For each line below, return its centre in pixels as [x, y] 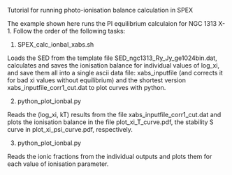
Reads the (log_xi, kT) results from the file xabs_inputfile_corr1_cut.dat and [114, 115]
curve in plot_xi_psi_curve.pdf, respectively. [70, 129]
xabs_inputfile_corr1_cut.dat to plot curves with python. [87, 87]
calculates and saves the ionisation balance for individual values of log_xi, [114, 65]
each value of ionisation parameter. [58, 164]
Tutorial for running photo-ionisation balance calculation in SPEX [100, 10]
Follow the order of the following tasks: [69, 31]
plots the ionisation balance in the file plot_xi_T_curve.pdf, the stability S [111, 122]
